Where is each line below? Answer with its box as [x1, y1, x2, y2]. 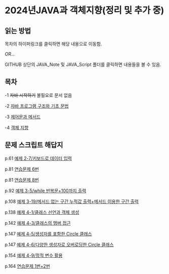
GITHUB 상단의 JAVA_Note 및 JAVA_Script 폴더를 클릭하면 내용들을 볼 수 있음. [5, 61, 161, 67]
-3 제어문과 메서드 [5, 114, 41, 120]
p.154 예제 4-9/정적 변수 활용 [5, 252, 63, 258]
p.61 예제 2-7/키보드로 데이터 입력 [5, 155, 72, 161]
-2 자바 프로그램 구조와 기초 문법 [5, 102, 69, 109]
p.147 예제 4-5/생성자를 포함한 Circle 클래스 [5, 230, 92, 236]
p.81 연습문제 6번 [5, 166, 39, 172]
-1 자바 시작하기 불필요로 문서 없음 [5, 92, 72, 98]
